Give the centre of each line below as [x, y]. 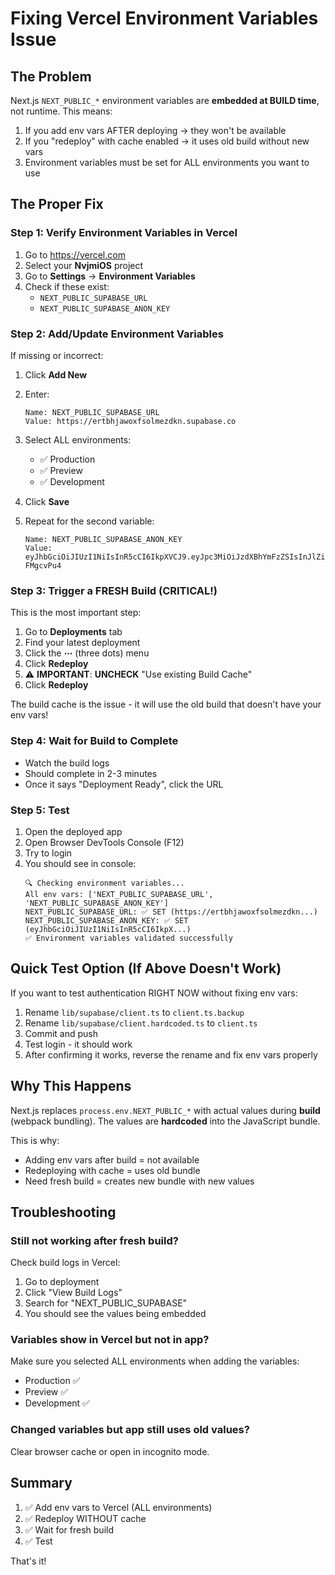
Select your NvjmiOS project [84, 265]
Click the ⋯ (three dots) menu [87, 653]
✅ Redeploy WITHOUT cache [85, 1518]
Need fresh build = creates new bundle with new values [139, 1181]
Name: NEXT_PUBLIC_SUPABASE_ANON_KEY [103, 539]
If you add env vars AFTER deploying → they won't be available [155, 130]
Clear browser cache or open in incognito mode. [110, 1451]
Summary [41, 1483]
